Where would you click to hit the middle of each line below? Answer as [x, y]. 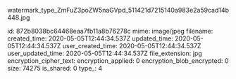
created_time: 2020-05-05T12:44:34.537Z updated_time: [91, 38]
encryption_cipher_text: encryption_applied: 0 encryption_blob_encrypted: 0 [118, 61]
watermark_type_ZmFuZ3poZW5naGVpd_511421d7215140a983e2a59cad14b [118, 10]
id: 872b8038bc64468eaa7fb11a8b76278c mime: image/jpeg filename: [110, 31]
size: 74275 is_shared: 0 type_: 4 [55, 68]
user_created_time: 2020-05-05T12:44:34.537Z [132, 46]
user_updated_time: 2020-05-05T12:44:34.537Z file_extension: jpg [105, 53]
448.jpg [19, 17]
